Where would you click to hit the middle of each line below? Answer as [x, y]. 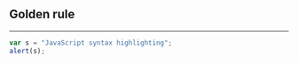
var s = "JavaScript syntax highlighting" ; [91, 43]
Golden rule [42, 14]
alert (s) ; [27, 51]
